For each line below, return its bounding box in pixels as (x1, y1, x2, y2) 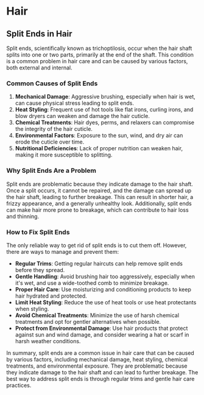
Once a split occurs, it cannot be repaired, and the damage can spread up (6, 187, 192, 194)
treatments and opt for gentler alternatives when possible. (15, 318, 161, 325)
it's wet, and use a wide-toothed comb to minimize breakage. (15, 279, 169, 287)
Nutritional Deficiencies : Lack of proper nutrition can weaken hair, (15, 145, 183, 152)
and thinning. (6, 212, 40, 220)
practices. (6, 382, 32, 389)
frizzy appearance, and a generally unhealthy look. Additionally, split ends (6, 200, 192, 207)
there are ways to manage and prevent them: (6, 248, 119, 255)
